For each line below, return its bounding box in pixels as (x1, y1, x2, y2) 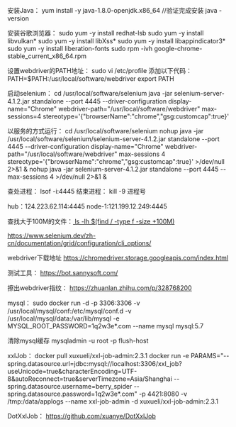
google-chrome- (154, 45, 203, 52)
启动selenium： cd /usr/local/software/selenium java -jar (7, 89, 173, 97)
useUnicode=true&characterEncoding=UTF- (7, 367, 137, 375)
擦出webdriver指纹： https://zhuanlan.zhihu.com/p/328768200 (7, 284, 193, 292)
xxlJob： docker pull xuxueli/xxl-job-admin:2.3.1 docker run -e (7, 352, 190, 360)
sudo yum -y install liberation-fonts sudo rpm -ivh (7, 45, 153, 52)
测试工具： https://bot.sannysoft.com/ (7, 269, 118, 277)
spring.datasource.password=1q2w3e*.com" (7, 389, 138, 398)
